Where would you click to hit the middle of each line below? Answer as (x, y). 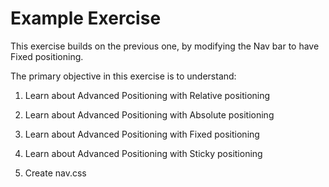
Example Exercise (86, 18)
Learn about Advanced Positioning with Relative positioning (147, 95)
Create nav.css (55, 173)
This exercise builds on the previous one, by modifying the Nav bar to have (165, 46)
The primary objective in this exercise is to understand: (123, 76)
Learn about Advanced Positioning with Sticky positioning (143, 153)
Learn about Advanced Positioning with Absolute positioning (149, 114)
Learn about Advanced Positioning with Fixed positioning (142, 134)
